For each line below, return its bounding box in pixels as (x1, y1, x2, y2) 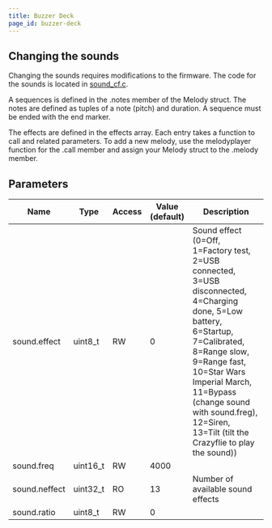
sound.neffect (12, 484, 66, 495)
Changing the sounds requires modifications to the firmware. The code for (8, 70, 257, 81)
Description (202, 206, 249, 218)
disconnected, (192, 285, 247, 297)
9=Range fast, (192, 357, 247, 368)
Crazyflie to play (192, 437, 255, 449)
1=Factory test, (192, 245, 251, 256)
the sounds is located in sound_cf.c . (8, 79, 129, 89)
